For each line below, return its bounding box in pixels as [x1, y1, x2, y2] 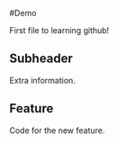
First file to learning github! [9, 25, 110, 35]
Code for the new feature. [9, 125, 105, 136]
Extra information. [9, 75, 77, 85]
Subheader [9, 51, 74, 67]
